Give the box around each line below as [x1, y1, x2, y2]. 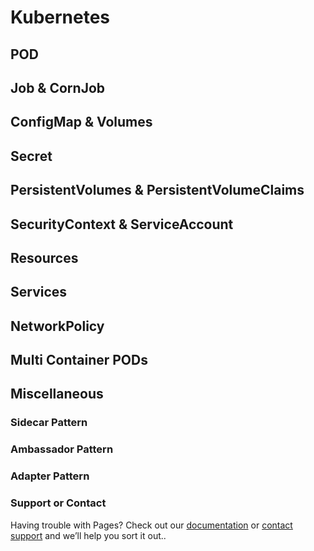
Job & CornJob [10, 79, 106, 96]
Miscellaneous [10, 386, 104, 403]
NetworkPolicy [10, 317, 105, 335]
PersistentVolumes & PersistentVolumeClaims [10, 182, 305, 199]
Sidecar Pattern [10, 416, 88, 430]
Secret [10, 147, 53, 165]
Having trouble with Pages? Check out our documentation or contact [10, 519, 293, 531]
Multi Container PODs [10, 352, 148, 369]
